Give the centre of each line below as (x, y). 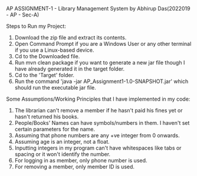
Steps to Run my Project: (36, 26)
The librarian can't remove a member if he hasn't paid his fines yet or (98, 110)
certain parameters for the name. (55, 129)
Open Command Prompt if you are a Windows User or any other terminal (103, 44)
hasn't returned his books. (47, 117)
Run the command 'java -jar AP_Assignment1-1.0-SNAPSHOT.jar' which (101, 81)
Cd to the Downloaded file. (47, 56)
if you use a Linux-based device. (54, 50)
